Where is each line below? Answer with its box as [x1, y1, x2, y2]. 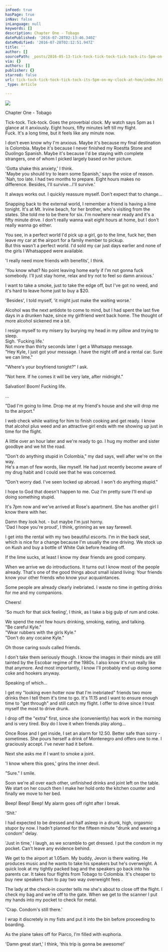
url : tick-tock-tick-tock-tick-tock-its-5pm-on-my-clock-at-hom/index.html [5, 77, 166, 82]
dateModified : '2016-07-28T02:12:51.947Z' [5, 40, 95, 45]
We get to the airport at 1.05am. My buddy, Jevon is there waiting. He [5, 855, 148, 861]
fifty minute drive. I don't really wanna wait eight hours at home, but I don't [5, 217, 159, 223]
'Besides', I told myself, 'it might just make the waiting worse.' [5, 297, 131, 303]
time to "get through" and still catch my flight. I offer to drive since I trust [5, 700, 154, 706]
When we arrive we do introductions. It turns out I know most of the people [5, 564, 160, 570]
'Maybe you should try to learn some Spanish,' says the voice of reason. [5, 171, 154, 177]
